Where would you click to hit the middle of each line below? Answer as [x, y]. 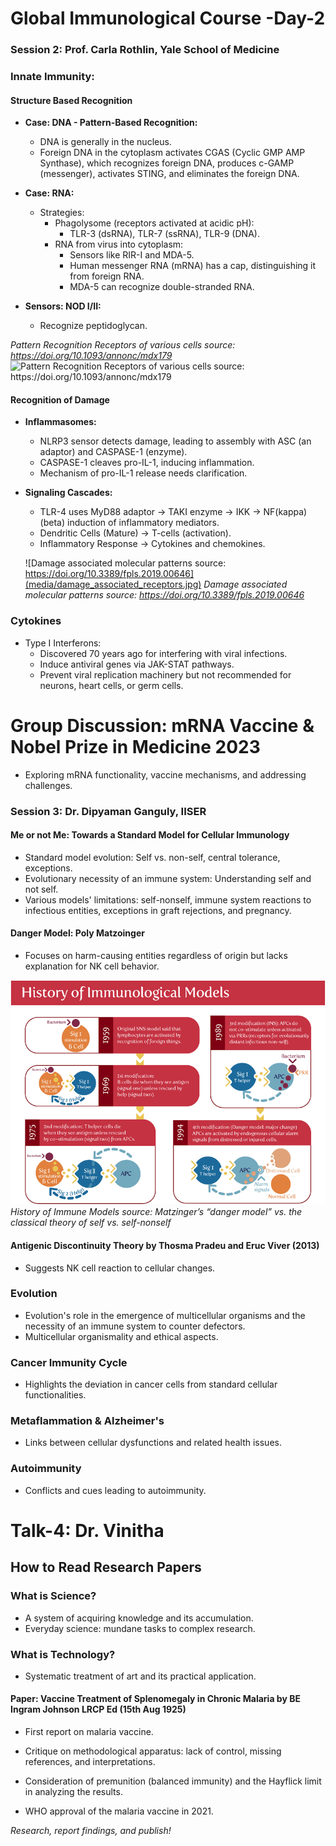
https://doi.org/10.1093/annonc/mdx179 [91, 356]
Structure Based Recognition [71, 100]
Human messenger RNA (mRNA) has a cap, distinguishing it [193, 266]
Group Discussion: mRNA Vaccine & [162, 725]
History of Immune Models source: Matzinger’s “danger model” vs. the [156, 1212]
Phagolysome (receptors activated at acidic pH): [154, 223]
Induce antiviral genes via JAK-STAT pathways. [137, 664]
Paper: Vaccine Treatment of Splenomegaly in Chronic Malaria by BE [155, 1699]
